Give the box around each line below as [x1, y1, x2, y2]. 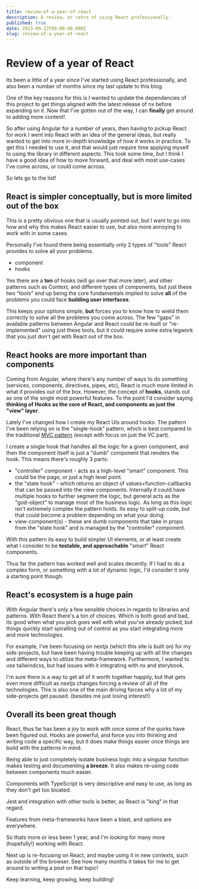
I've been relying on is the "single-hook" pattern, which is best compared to [6, 425, 192, 432]
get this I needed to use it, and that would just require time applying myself [6, 144, 189, 151]
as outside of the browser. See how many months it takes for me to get [6, 858, 179, 865]
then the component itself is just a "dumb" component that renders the [6, 449, 179, 456]
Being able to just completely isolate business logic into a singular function [6, 756, 189, 763]
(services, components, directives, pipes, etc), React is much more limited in [6, 381, 193, 388]
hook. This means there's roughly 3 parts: [6, 455, 109, 462]
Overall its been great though [6, 709, 116, 720]
